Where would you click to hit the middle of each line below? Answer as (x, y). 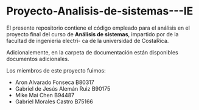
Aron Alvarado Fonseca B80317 (54, 82)
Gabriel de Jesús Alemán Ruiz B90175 (63, 88)
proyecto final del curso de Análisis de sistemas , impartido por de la (93, 34)
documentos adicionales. (38, 59)
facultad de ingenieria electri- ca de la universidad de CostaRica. (88, 40)
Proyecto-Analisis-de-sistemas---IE (100, 11)
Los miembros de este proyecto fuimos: (56, 70)
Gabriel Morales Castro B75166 (54, 102)
